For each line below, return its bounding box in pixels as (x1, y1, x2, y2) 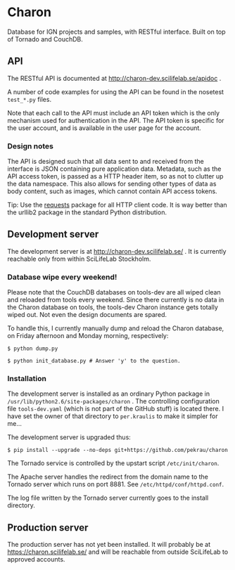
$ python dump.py (7, 345, 58, 352)
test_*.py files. (7, 95, 51, 103)
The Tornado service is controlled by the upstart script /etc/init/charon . (7, 459, 220, 467)
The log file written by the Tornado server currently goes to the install (7, 493, 209, 503)
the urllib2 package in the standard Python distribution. (7, 208, 167, 216)
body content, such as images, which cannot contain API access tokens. (7, 187, 217, 195)
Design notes (7, 141, 54, 151)
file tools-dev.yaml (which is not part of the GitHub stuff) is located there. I (7, 405, 224, 413)
